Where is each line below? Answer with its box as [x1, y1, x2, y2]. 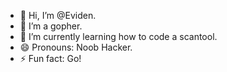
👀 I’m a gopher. [19, 20, 83, 32]
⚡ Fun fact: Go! [19, 53, 82, 64]
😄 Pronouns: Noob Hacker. [19, 41, 133, 53]
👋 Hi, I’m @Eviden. [19, 10, 97, 21]
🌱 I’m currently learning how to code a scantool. [19, 31, 218, 42]
